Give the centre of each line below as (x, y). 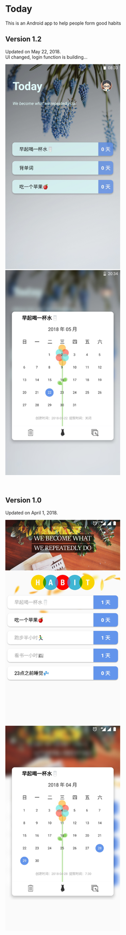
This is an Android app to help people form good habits (63, 23)
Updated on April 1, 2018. (32, 512)
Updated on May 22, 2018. (33, 51)
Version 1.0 (23, 500)
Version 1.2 (23, 39)
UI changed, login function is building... (46, 57)
